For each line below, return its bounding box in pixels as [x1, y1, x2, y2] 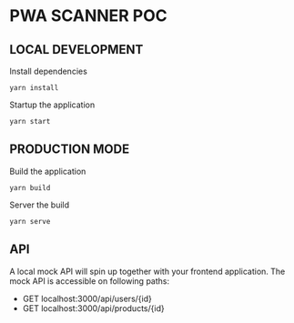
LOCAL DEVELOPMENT [9, 42, 144, 57]
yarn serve [9, 217, 51, 226]
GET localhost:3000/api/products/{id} [22, 302, 166, 314]
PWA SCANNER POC [9, 5, 168, 26]
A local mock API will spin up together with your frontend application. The [9, 266, 286, 277]
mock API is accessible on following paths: [9, 275, 170, 287]
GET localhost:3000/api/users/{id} [22, 293, 152, 304]
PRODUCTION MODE [9, 142, 130, 157]
